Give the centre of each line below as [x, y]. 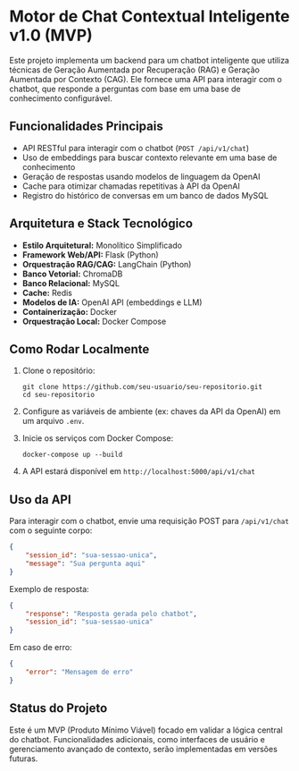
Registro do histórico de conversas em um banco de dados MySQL [145, 195]
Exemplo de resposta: [49, 589]
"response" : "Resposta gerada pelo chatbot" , [112, 614]
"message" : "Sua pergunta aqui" [85, 563]
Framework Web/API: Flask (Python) [90, 254]
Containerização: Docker [70, 311]
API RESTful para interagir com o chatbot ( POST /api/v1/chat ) [136, 148]
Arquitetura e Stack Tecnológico [101, 224]
